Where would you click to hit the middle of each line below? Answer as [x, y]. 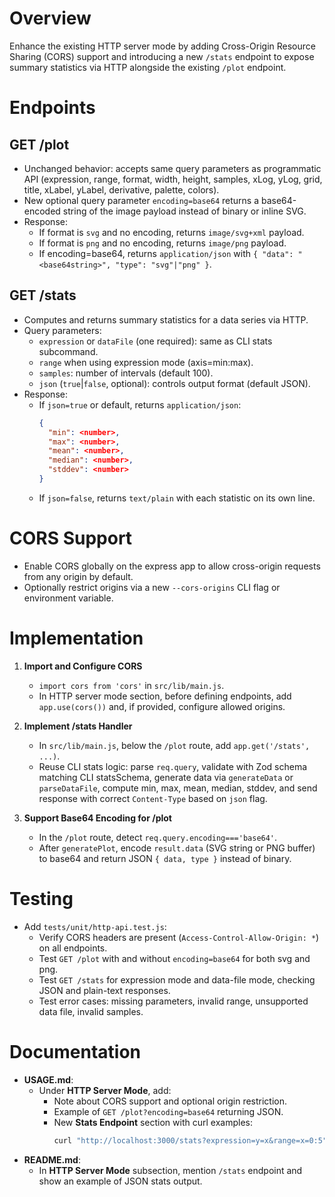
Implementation [76, 638]
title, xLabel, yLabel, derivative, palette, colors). [121, 189]
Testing [41, 898]
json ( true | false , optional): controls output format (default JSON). [174, 383]
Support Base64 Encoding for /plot [97, 818]
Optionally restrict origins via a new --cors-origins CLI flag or [152, 587]
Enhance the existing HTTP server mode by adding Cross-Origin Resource [162, 46]
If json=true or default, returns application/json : [140, 404]
